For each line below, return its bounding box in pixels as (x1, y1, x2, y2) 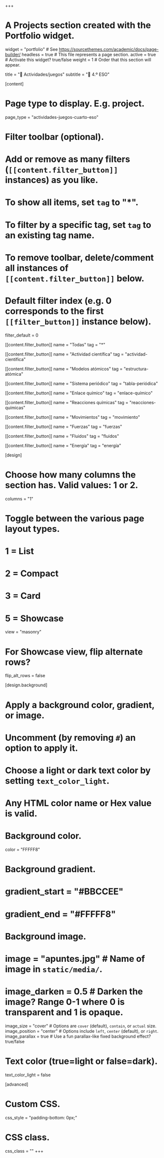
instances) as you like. (5, 175, 98, 186)
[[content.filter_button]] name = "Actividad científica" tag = (5, 351, 124, 357)
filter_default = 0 (5, 332, 39, 338)
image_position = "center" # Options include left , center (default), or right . (5, 1028, 159, 1034)
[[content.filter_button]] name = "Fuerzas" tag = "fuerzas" (5, 424, 122, 430)
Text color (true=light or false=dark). (5, 1056, 158, 1067)
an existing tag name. (5, 229, 94, 241)
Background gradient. (5, 864, 96, 875)
